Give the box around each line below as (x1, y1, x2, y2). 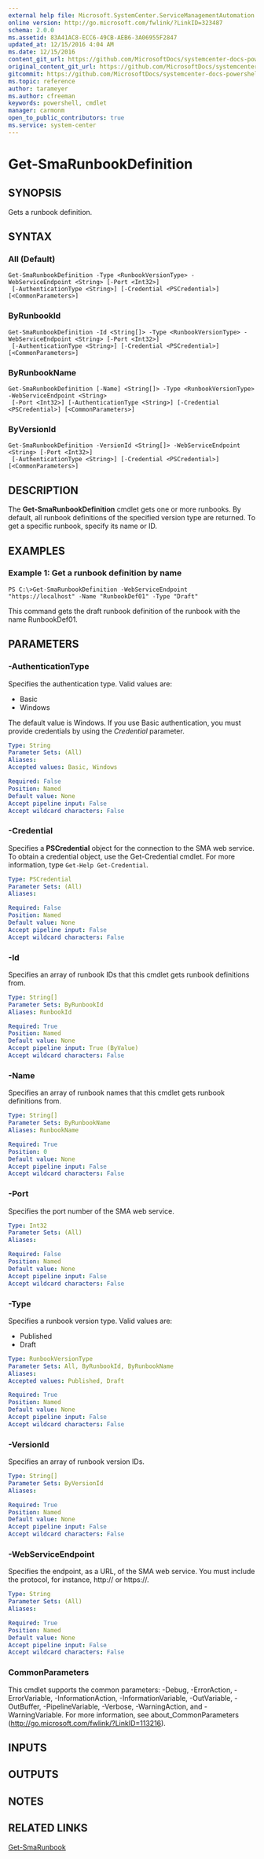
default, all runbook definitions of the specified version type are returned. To (8, 513, 256, 523)
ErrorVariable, (8, 1693, 53, 1702)
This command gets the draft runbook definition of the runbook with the (8, 606, 241, 615)
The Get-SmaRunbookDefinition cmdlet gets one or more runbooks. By (8, 504, 241, 514)
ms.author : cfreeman (8, 92, 76, 100)
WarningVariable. (8, 1709, 64, 1720)
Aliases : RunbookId (8, 1008, 72, 1016)
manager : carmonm (8, 107, 65, 115)
